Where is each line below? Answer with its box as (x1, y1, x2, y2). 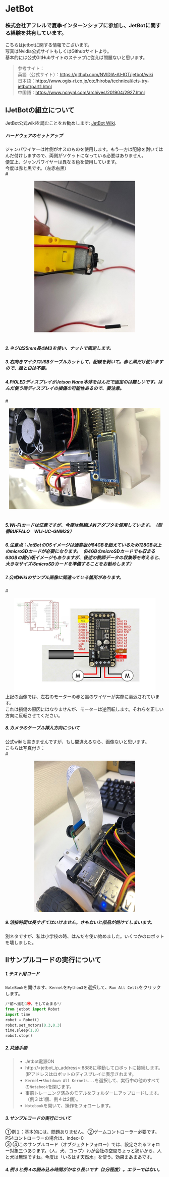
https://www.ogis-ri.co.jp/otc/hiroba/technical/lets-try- (35, 78, 150, 84)
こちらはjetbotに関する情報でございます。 (5, 42, 92, 48)
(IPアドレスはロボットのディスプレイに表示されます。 (25, 1071, 137, 1077)
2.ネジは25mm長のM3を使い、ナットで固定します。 (5, 345, 114, 351)
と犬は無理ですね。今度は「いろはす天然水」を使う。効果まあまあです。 (5, 1154, 155, 1160)
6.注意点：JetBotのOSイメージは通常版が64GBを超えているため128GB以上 (5, 542, 161, 548)
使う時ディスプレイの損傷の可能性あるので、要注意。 (14, 385, 125, 391)
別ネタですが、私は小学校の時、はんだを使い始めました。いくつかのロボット (5, 933, 164, 939)
